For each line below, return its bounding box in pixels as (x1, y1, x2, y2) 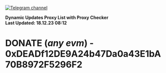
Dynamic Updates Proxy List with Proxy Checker (5, 15, 109, 20)
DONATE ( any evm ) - (5, 38, 94, 49)
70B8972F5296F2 (5, 59, 82, 70)
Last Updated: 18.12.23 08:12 (5, 20, 67, 26)
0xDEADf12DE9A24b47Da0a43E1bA (5, 48, 161, 60)
